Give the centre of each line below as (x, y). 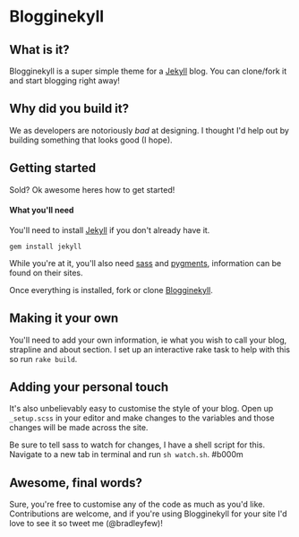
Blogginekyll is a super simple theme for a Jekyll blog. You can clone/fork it (148, 71)
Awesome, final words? (76, 483)
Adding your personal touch (89, 387)
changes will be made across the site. (79, 428)
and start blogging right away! (65, 81)
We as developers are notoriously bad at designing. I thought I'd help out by (149, 130)
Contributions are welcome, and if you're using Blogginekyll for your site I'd (149, 514)
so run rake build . (43, 359)
